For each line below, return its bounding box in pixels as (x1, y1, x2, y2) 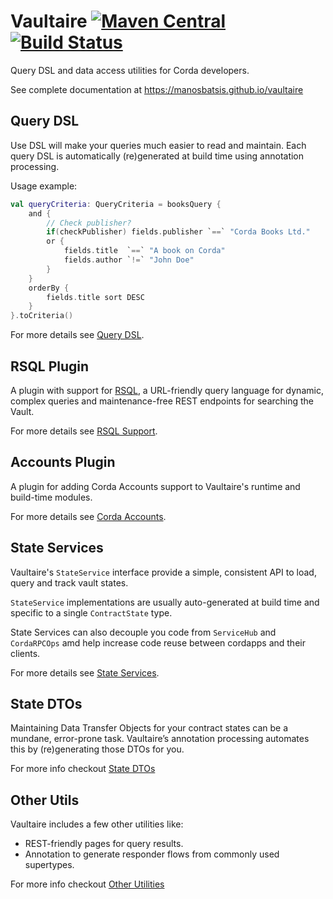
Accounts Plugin (10, 454, 116, 471)
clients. (10, 647, 41, 659)
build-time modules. (10, 491, 93, 503)
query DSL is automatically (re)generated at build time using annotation (10, 150, 305, 162)
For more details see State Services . (10, 666, 160, 679)
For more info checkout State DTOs (10, 763, 156, 775)
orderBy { (28, 283, 70, 293)
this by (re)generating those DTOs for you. (10, 743, 185, 755)
